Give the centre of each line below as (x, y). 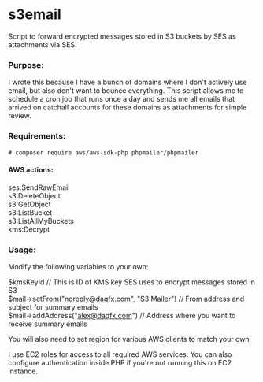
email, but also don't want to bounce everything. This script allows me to (126, 91)
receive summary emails (48, 324)
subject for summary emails (53, 307)
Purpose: (26, 65)
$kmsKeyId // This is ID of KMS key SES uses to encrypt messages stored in (132, 282)
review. (20, 116)
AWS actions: (31, 170)
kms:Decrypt (29, 229)
